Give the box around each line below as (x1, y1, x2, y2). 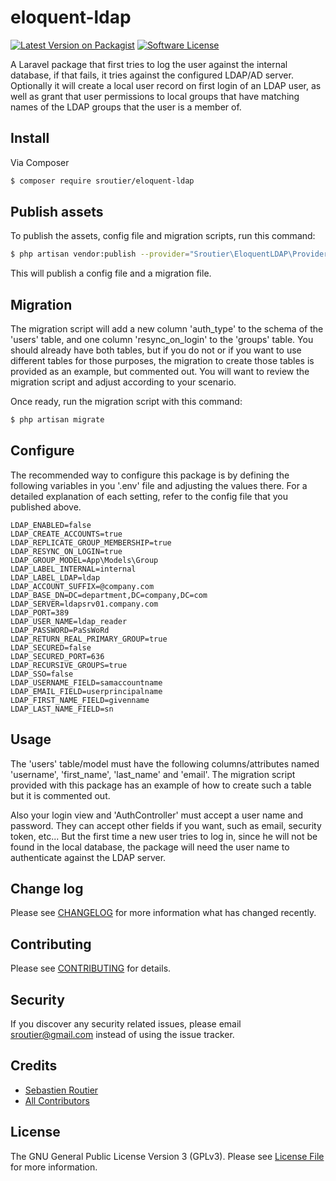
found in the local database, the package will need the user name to (10, 841, 290, 853)
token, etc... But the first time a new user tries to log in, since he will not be (10, 830, 318, 842)
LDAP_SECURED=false (10, 642, 92, 653)
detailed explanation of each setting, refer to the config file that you (10, 490, 288, 502)
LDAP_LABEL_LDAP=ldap (10, 572, 101, 583)
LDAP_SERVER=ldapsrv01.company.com (10, 599, 159, 609)
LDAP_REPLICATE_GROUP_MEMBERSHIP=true (10, 537, 172, 548)
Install (10, 130, 50, 147)
